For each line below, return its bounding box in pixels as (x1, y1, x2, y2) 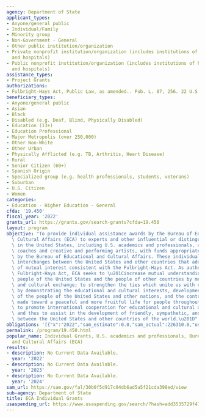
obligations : (6, 322, 40, 328)
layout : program (6, 225, 48, 231)
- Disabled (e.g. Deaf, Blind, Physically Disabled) (6, 117, 143, 123)
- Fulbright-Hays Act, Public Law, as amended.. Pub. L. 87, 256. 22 (6, 89, 187, 95)
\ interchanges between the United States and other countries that (12, 259, 190, 265)
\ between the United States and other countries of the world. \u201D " (12, 316, 198, 322)
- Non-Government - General (6, 37, 78, 43)
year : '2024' (12, 378, 45, 385)
